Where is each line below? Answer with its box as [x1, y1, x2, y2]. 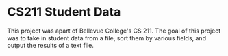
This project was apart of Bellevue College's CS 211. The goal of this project [7, 27, 221, 35]
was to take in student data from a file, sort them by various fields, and [7, 33, 207, 42]
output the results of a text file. [7, 41, 94, 49]
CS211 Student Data [7, 4, 121, 20]
